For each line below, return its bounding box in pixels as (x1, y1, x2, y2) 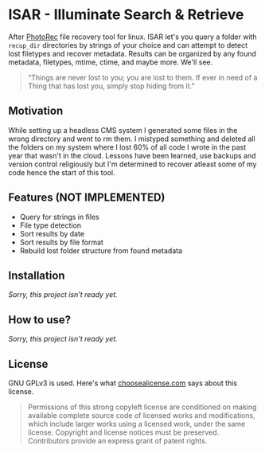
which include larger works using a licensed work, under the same (27, 420, 246, 428)
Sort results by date (19, 228, 85, 238)
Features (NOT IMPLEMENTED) (8, 191, 166, 205)
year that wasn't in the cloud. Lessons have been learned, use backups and (8, 150, 256, 160)
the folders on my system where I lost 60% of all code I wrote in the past (8, 142, 247, 152)
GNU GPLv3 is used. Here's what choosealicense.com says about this (8, 378, 237, 388)
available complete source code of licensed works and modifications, (27, 411, 256, 420)
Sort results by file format (19, 237, 103, 247)
